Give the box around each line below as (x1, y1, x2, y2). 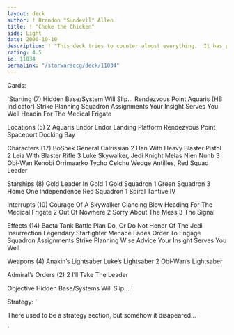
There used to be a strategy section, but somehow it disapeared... (7, 311, 196, 319)
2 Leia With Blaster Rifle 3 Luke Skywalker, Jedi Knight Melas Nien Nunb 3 (7, 151, 221, 159)
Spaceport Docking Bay (7, 130, 75, 139)
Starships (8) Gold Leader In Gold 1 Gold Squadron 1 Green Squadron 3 (7, 179, 211, 188)
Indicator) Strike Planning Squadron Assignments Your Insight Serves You (7, 102, 219, 110)
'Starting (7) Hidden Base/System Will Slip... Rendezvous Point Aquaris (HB (7, 95, 223, 103)
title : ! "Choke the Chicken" (7, 23, 95, 30)
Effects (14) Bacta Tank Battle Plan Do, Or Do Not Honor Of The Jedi (7, 221, 203, 230)
